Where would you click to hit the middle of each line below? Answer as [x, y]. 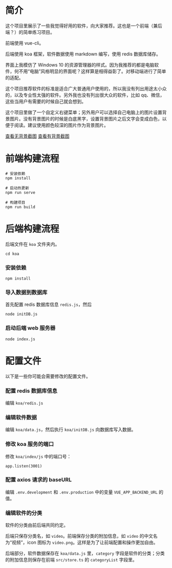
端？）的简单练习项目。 [30, 32]
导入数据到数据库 [26, 292]
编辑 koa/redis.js [24, 403]
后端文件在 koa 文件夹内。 [33, 244]
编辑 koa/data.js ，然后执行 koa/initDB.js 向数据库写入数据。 [71, 429]
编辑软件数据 [21, 417]
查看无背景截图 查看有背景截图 [37, 136]
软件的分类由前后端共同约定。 [37, 525]
